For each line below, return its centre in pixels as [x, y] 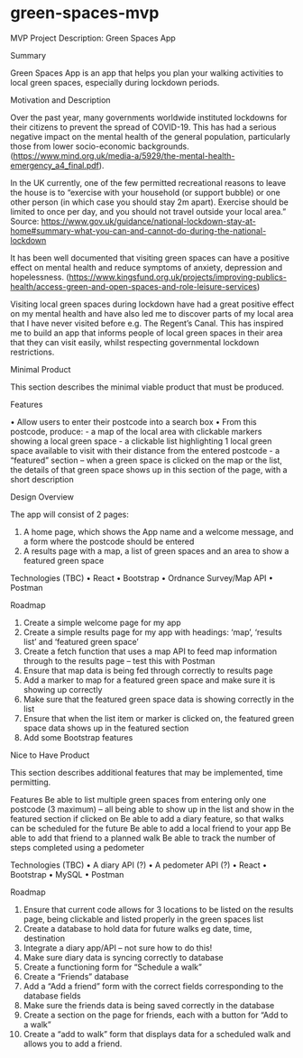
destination [44, 938]
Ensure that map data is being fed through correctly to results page [148, 670]
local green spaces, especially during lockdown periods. [115, 82]
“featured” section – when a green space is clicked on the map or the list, [147, 460]
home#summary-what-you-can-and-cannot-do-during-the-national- [138, 230]
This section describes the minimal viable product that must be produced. [147, 387]
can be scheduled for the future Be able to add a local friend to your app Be [151, 828]
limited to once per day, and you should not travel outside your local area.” [148, 211]
